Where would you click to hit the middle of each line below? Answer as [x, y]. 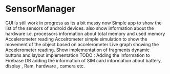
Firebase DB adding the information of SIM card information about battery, [84, 60]
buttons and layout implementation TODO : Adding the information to [78, 55]
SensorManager [40, 9]
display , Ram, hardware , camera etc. [45, 66]
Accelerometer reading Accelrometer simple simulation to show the [76, 39]
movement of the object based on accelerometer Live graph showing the [82, 44]
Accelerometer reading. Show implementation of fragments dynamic [78, 50]
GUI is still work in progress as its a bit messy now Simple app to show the [84, 23]
